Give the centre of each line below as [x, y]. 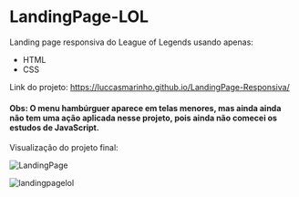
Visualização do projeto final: [64, 148]
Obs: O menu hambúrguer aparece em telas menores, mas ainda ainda [145, 108]
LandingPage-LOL [79, 17]
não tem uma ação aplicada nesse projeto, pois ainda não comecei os [144, 118]
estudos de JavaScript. [55, 127]
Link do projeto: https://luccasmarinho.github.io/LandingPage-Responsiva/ [149, 87]
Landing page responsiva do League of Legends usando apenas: [131, 42]
